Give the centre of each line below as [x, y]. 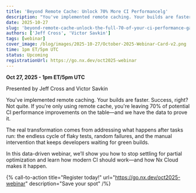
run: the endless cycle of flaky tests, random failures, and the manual [89, 136]
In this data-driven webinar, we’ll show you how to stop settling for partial [94, 153]
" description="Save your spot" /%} [68, 183]
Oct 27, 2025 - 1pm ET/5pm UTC [45, 77]
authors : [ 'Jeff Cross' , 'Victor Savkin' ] [58, 33]
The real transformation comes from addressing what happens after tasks [95, 130]
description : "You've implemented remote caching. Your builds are [90, 17]
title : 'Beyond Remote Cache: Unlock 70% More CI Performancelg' [87, 11]
